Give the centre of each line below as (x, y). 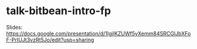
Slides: (14, 27)
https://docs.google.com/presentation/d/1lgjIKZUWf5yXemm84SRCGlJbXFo (98, 33)
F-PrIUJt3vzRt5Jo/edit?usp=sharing (50, 40)
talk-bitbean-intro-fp (58, 11)
